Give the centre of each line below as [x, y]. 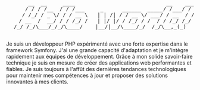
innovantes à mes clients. [37, 82]
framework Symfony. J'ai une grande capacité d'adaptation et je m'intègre [97, 50]
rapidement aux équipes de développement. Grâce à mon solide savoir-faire [100, 57]
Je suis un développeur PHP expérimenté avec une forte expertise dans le [97, 44]
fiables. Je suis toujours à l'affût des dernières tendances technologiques [96, 69]
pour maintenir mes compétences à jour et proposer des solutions [87, 75]
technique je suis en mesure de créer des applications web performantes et [99, 63]
